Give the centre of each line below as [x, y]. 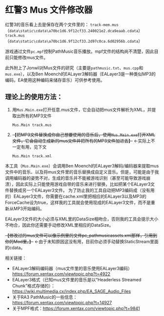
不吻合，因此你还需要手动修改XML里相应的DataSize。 [59, 225]
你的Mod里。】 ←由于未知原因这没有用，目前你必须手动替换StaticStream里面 [82, 241]
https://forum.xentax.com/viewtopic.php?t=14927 [62, 302]
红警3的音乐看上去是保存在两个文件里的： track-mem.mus [62, 24]
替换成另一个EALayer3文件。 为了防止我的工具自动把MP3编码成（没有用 [82, 190]
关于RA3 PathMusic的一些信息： [45, 297]
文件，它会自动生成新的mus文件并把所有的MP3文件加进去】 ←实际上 [82, 141]
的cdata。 [15, 248]
